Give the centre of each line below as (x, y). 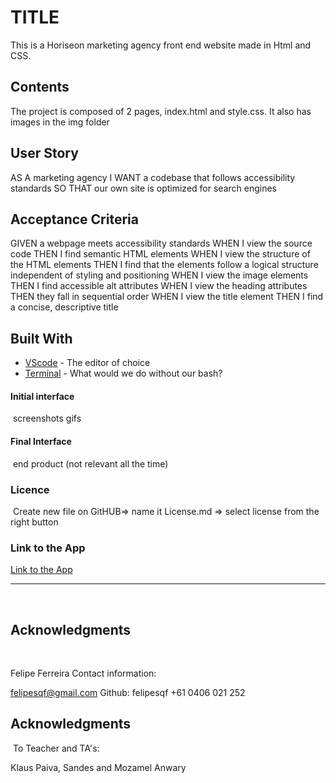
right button (34, 522)
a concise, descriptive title (64, 307)
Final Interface (41, 441)
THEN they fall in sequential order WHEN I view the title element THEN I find (167, 297)
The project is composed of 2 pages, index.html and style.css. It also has (161, 111)
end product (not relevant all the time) (90, 463)
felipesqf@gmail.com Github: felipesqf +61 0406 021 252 (128, 692)
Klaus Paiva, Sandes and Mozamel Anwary (98, 767)
